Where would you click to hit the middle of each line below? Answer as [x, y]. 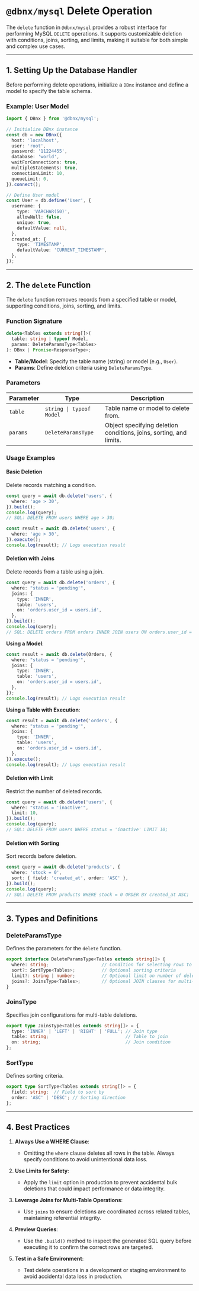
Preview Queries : [36, 1229]
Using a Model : [25, 643]
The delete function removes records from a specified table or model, [92, 299]
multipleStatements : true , [45, 168]
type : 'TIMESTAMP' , [41, 245]
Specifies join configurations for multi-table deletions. [72, 1015]
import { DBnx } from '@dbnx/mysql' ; [53, 119]
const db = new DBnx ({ [34, 134]
